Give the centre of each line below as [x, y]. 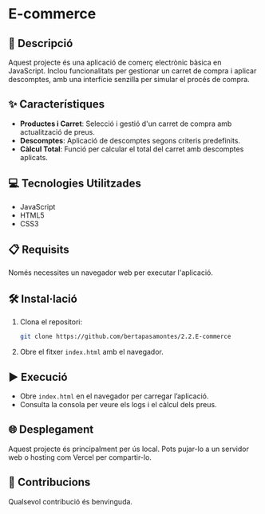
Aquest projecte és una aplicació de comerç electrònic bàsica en [115, 62]
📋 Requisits [39, 250]
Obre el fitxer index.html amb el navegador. [91, 352]
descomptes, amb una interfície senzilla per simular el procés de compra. [129, 79]
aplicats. [34, 157]
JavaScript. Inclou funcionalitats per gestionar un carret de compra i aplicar [132, 71]
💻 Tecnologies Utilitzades [75, 184]
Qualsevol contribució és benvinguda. [71, 501]
